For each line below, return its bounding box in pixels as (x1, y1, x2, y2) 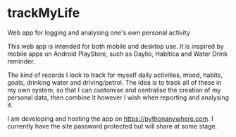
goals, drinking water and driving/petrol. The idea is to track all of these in (7, 78, 222, 86)
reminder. (7, 56, 35, 65)
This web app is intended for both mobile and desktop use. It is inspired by (7, 42, 224, 50)
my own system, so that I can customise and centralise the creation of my (7, 85, 221, 94)
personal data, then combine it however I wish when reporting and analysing (7, 93, 230, 102)
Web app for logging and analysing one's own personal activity (7, 28, 190, 37)
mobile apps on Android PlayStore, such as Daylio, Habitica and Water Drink (7, 49, 228, 58)
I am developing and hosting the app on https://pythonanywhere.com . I (7, 114, 213, 123)
